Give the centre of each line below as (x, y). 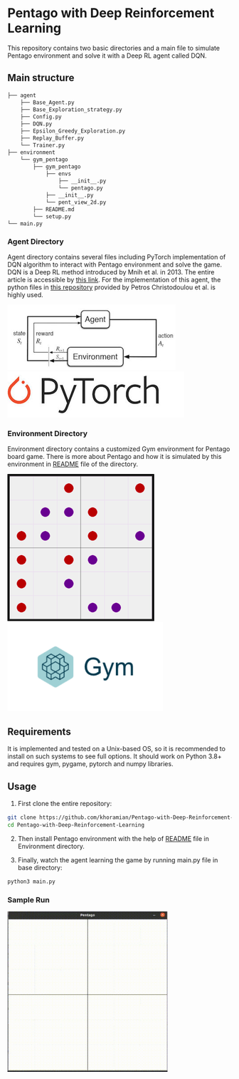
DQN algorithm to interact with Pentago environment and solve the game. (115, 264)
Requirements (39, 732)
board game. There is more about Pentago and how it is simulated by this (115, 457)
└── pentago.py (80, 188)
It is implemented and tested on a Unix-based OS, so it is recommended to (117, 749)
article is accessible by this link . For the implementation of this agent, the (114, 280)
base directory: (40, 867)
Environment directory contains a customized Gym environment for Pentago (119, 449)
